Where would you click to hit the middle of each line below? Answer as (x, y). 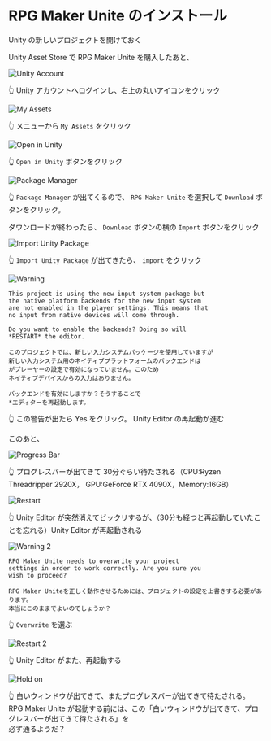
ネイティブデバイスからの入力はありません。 (72, 378)
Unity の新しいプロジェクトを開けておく (75, 40)
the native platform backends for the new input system (105, 301)
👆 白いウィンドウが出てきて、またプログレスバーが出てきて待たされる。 (129, 695)
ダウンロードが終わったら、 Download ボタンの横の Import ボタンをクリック (134, 227)
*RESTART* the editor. (47, 336)
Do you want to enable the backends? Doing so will (97, 329)
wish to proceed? (38, 575)
